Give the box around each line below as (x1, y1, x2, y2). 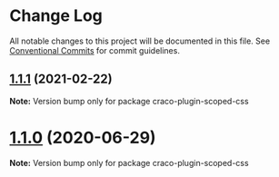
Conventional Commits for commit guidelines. (9, 44, 180, 55)
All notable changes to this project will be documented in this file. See (9, 35, 271, 46)
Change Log (9, 5, 103, 26)
